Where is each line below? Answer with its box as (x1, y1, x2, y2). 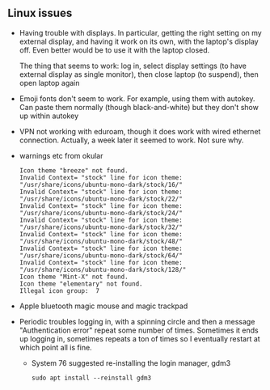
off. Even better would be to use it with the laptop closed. (19, 45, 210, 55)
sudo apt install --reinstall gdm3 (31, 374, 151, 382)
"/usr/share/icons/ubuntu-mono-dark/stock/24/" (19, 209, 183, 217)
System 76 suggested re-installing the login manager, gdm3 (31, 358, 231, 367)
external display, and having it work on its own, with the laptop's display (19, 36, 259, 46)
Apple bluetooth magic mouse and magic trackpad (19, 301, 188, 311)
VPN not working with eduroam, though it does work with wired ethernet (19, 126, 261, 136)
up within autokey (19, 111, 78, 121)
